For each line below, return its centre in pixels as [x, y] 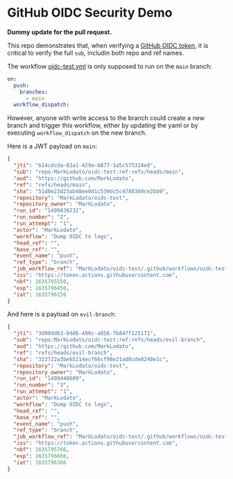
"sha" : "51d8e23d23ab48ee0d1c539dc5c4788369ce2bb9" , [91, 191]
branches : [34, 92]
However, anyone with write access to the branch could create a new [106, 118]
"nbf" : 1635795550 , [42, 281]
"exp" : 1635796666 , [42, 456]
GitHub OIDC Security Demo [90, 13]
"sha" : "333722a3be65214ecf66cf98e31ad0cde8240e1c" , [91, 359]
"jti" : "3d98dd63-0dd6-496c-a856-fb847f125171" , [85, 334]
